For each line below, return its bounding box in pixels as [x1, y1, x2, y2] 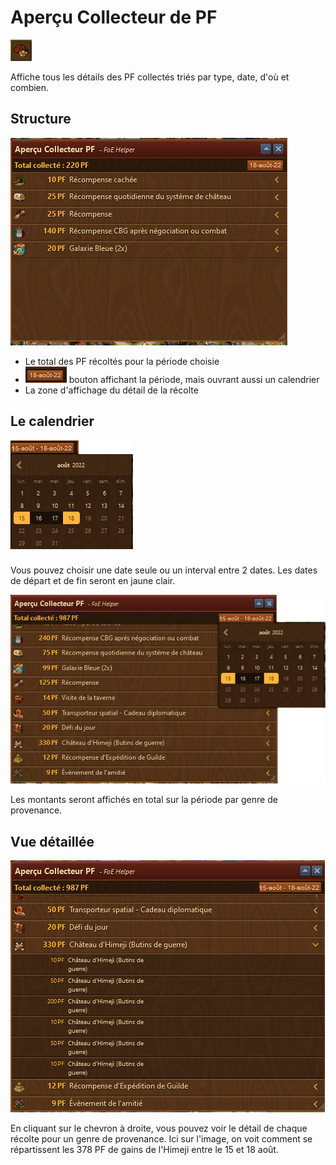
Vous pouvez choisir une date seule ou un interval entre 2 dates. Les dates [10, 564, 318, 576]
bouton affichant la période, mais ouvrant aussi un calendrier [68, 373, 320, 385]
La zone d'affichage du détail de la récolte [24, 384, 199, 396]
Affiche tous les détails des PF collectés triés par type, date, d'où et [10, 71, 290, 83]
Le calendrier [10, 413, 95, 430]
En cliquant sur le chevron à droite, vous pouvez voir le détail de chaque [10, 1122, 308, 1135]
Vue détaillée [10, 833, 95, 850]
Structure [10, 111, 72, 128]
